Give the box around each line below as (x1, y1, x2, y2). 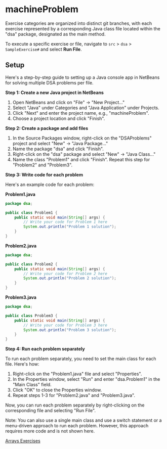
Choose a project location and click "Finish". (12, 115, 105, 121)
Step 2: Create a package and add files (5, 125, 89, 131)
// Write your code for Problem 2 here (23, 271, 108, 276)
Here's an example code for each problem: (5, 181, 95, 188)
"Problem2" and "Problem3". (12, 162, 73, 168)
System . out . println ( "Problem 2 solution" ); (23, 276, 116, 281)
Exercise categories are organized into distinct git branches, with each (5, 20, 152, 26)
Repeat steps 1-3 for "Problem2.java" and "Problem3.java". (12, 392, 136, 398)
